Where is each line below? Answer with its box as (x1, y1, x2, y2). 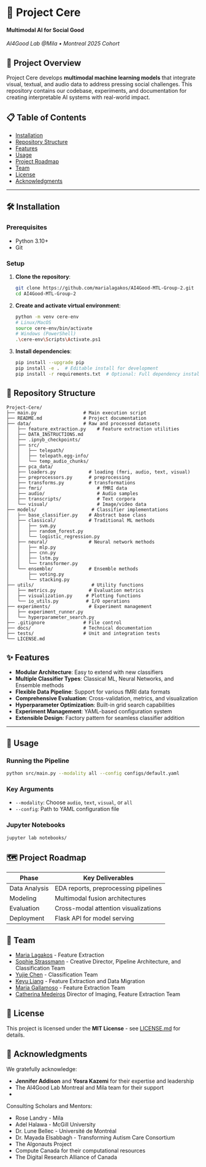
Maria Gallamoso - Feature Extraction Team (15, 984, 126, 992)
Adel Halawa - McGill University (15, 1120, 96, 1128)
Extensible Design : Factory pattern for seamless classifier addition (15, 714, 185, 722)
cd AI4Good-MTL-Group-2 (15, 290, 77, 297)
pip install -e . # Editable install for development (15, 365, 159, 371)
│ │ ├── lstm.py (6, 555, 59, 561)
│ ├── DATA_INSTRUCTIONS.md (6, 431, 84, 437)
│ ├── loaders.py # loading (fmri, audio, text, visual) (6, 469, 191, 475)
